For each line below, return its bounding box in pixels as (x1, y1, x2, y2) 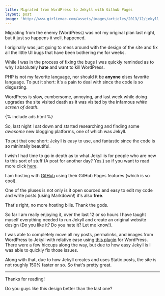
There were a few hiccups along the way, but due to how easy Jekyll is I (5, 242, 151, 248)
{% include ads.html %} (5, 114, 53, 120)
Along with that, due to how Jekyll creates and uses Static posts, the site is (5, 257, 157, 263)
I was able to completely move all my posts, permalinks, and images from (5, 232, 153, 238)
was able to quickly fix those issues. (5, 247, 79, 253)
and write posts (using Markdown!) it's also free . (5, 192, 104, 199)
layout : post (5, 12, 32, 17)
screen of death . (5, 104, 39, 110)
